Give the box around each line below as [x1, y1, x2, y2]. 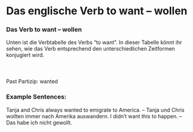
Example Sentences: [6, 93, 67, 101]
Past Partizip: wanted [6, 78, 58, 85]
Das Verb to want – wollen [6, 26, 82, 34]
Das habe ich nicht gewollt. [6, 119, 72, 126]
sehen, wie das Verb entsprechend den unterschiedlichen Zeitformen [6, 45, 175, 52]
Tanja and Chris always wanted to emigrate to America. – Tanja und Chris [6, 106, 185, 114]
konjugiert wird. [6, 52, 44, 59]
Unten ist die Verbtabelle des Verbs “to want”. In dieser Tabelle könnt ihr [6, 39, 182, 46]
